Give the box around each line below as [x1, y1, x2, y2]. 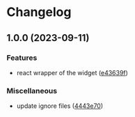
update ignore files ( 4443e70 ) [16, 102, 104, 110]
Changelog [6, 4, 72, 20]
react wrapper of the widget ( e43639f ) [16, 68, 128, 77]
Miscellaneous [6, 86, 57, 95]
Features [6, 53, 38, 63]
